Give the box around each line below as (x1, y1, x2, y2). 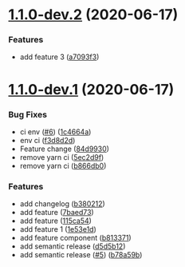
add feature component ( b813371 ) (19, 233, 132, 243)
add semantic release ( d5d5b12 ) (19, 241, 126, 251)
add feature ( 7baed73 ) (19, 208, 94, 217)
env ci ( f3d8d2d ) (19, 135, 76, 145)
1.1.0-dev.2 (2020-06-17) (8, 6, 179, 24)
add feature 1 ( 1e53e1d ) (19, 225, 97, 234)
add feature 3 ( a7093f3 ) (19, 52, 100, 62)
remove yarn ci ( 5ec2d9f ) (19, 152, 104, 161)
